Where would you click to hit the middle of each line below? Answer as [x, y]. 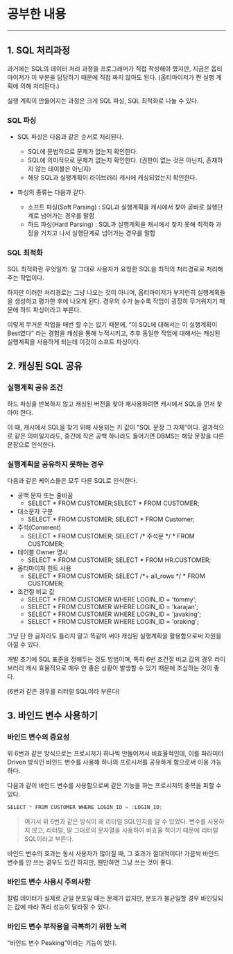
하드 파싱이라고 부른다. [51, 310]
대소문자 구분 [35, 511]
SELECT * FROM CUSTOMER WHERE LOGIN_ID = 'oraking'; [113, 622]
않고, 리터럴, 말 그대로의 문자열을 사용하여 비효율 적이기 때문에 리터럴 [125, 830]
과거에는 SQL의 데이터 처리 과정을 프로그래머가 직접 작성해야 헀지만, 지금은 [109, 68]
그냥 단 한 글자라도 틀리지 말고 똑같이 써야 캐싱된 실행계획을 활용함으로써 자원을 [114, 636]
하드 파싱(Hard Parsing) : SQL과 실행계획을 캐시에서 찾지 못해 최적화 [121, 224]
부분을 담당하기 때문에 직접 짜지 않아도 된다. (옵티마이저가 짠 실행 [127, 77]
